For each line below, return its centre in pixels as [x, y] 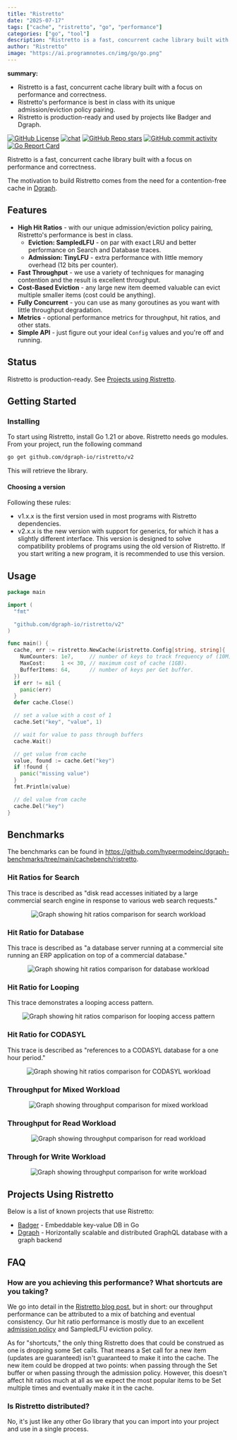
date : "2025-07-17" [36, 20]
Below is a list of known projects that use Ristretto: [81, 1211]
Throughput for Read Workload [62, 1123]
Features [27, 210]
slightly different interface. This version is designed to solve [104, 539]
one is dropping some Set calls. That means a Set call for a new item [107, 1350]
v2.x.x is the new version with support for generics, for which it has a [118, 531]
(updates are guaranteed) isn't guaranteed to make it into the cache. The [113, 1357]
